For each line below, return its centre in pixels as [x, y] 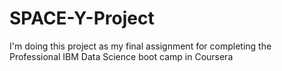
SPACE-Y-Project [82, 18]
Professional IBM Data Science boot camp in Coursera [121, 56]
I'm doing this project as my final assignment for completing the [140, 46]
